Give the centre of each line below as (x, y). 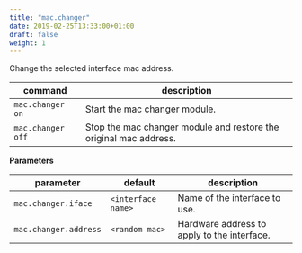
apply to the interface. (224, 235)
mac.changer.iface (53, 204)
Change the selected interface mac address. (92, 68)
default (139, 183)
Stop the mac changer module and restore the (182, 127)
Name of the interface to (229, 198)
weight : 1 (28, 43)
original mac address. (131, 139)
